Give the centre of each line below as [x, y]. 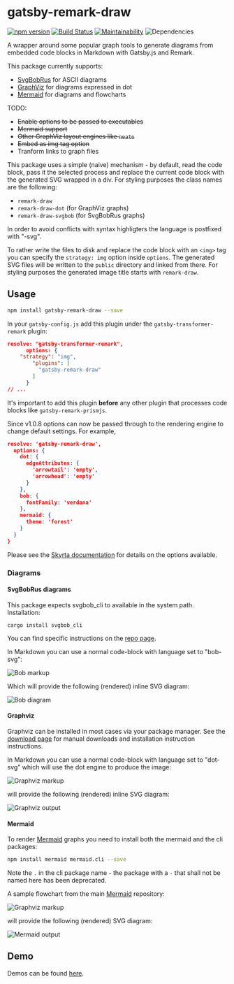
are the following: [32, 187]
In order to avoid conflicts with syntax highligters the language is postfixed [115, 229]
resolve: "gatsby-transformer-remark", [65, 344]
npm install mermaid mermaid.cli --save [67, 860]
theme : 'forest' [49, 522]
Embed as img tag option [53, 143]
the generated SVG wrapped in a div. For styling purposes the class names [115, 180]
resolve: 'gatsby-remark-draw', [54, 444]
